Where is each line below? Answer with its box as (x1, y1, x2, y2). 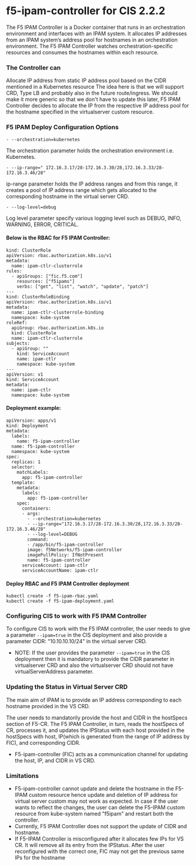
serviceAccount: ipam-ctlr (21, 562, 88, 568)
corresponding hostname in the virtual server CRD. (6, 193, 129, 200)
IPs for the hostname (14, 854, 66, 861)
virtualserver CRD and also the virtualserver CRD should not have (14, 662, 174, 669)
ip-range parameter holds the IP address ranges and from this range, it (6, 180, 178, 187)
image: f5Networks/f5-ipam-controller (27, 546, 122, 553)
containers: (21, 505, 51, 512)
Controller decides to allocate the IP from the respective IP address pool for (6, 102, 190, 109)
